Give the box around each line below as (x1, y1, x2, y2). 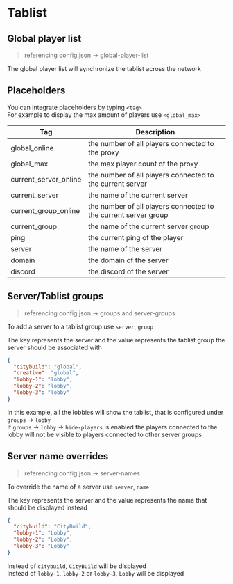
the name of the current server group (87, 221, 209, 231)
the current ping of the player (87, 232, 184, 242)
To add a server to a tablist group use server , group (7, 322, 154, 331)
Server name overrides (7, 450, 109, 462)
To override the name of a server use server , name (7, 482, 150, 491)
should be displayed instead (7, 503, 88, 512)
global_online (10, 143, 54, 152)
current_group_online (10, 205, 80, 215)
